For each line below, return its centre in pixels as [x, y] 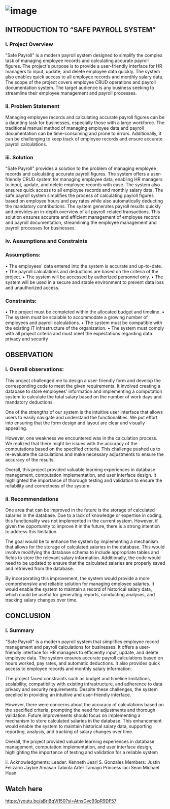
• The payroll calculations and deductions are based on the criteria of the [82, 271]
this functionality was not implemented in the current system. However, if [82, 521]
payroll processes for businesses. [41, 228]
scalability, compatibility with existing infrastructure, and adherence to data [84, 684]
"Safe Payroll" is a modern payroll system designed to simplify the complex [84, 55]
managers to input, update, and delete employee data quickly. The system [83, 71]
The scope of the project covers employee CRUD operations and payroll [81, 82]
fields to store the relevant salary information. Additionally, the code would [83, 558]
